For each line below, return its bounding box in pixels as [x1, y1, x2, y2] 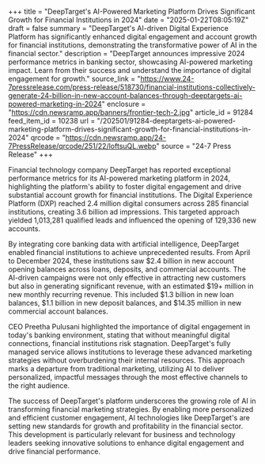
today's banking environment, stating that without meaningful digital [8, 330, 230, 340]
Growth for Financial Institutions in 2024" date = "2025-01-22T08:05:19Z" [8, 15, 249, 25]
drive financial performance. [8, 447, 101, 456]
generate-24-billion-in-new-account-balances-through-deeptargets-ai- [8, 91, 243, 100]
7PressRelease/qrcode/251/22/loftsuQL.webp [8, 142, 157, 150]
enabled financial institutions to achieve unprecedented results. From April [8, 248, 251, 257]
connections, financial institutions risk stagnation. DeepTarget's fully [8, 339, 231, 348]
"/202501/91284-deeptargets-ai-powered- [97, 116, 236, 125]
